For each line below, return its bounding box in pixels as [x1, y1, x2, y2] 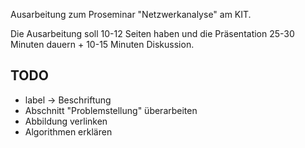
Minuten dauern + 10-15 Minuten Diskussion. [10, 39, 195, 50]
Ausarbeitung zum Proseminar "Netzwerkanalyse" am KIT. [10, 9, 252, 20]
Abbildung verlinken [24, 115, 108, 127]
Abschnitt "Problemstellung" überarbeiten [24, 104, 198, 116]
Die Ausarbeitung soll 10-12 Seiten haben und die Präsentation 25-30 [10, 28, 295, 39]
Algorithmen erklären [24, 125, 113, 138]
